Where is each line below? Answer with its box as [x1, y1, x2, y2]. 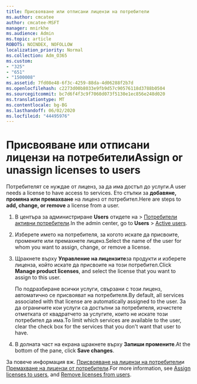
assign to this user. [14, 274, 61, 281]
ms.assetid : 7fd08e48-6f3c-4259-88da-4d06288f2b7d [6, 80, 134, 86]
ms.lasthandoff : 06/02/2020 [6, 108, 76, 113]
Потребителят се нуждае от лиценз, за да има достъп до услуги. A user [6, 183, 186, 190]
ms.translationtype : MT [6, 96, 65, 102]
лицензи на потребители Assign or [6, 151, 183, 164]
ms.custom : [6, 58, 33, 64]
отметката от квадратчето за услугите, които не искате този [14, 311, 169, 318]
